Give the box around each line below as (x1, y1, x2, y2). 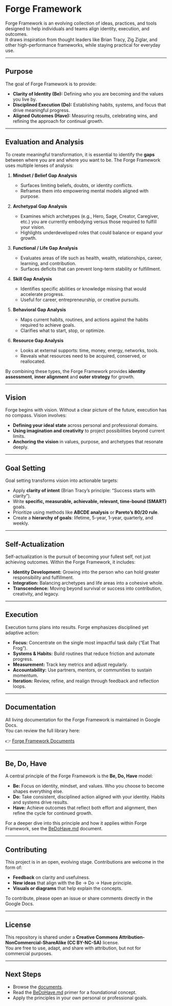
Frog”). (12, 645, 28, 651)
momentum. (12, 672, 38, 678)
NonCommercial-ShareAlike (5, 940, 67, 946)
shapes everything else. (12, 788, 63, 794)
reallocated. (20, 358, 46, 364)
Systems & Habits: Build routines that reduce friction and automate (12, 650, 155, 657)
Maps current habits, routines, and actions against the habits (20, 316, 148, 323)
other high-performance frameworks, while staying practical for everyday (5, 42, 161, 48)
